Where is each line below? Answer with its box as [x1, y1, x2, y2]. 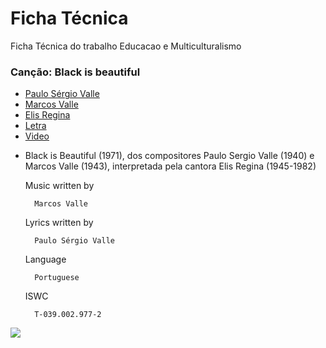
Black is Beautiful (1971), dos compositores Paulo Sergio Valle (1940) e [24, 150, 315, 162]
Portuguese [34, 273, 80, 283]
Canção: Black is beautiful [10, 65, 141, 79]
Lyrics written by [24, 217, 94, 229]
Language [24, 253, 67, 266]
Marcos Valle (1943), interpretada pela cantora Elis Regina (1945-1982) [24, 160, 317, 172]
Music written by [24, 180, 95, 192]
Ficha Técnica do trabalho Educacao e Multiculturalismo [10, 40, 242, 52]
